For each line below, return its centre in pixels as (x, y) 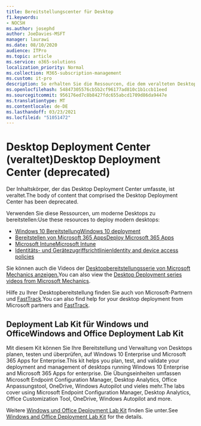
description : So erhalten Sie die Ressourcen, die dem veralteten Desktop (101, 84)
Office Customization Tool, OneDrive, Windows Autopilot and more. (89, 399)
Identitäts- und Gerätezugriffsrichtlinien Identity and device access (96, 250)
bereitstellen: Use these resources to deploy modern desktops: (83, 220)
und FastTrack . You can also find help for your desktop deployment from (95, 299)
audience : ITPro (26, 51)
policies (25, 257)
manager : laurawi (28, 39)
